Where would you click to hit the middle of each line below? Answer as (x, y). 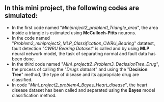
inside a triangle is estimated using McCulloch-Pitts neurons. (74, 33)
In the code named (31, 38)
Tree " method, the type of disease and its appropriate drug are (75, 74)
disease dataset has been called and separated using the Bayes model (83, 90)
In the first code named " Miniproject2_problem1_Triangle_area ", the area (85, 27)
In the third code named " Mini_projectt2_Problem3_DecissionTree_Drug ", (85, 64)
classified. (22, 79)
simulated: (21, 16)
